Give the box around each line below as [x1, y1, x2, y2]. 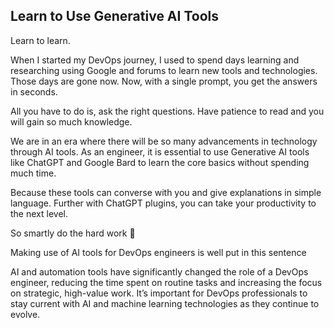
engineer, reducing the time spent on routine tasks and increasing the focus [10, 276, 323, 288]
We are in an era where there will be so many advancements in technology [10, 135, 318, 147]
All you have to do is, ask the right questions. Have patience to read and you [10, 105, 325, 117]
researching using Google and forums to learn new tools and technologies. [10, 64, 318, 76]
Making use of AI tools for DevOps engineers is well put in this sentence [10, 246, 307, 258]
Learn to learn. [10, 34, 71, 46]
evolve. [10, 308, 41, 320]
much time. [10, 167, 57, 179]
